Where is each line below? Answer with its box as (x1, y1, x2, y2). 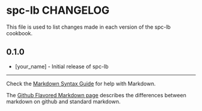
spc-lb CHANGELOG (6, 4, 110, 17)
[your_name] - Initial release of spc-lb (14, 63, 109, 70)
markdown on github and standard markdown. (6, 98, 121, 105)
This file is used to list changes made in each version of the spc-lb (6, 23, 171, 30)
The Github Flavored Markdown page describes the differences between (6, 91, 186, 98)
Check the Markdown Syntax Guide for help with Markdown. (6, 80, 156, 87)
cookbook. (6, 29, 33, 36)
